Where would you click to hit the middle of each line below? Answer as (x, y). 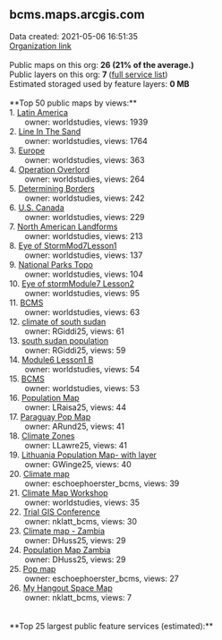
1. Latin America (39, 112)
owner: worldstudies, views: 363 (85, 159)
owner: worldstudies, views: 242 (85, 198)
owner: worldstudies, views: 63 (82, 311)
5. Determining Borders (52, 188)
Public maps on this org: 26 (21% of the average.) (102, 64)
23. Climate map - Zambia (57, 531)
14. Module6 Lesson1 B (51, 359)
